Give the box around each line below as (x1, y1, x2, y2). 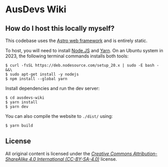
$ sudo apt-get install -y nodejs (5, 72, 79, 77)
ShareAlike (5, 156, 28, 162)
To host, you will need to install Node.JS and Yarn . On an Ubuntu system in (5, 48, 163, 53)
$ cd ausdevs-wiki (5, 95, 45, 100)
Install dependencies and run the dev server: (5, 86, 100, 91)
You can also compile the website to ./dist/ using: (5, 113, 113, 119)
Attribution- (133, 150, 158, 157)
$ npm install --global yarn (5, 76, 68, 81)
